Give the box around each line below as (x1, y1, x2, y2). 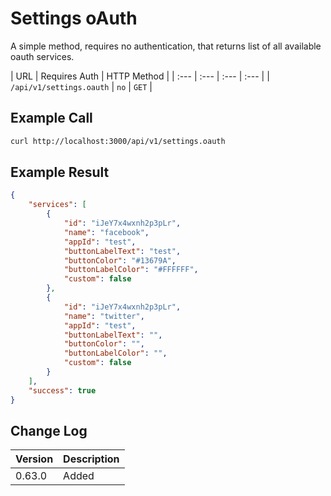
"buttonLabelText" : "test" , (63, 246, 182, 256)
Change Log (10, 422, 88, 439)
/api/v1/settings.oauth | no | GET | (10, 80, 153, 92)
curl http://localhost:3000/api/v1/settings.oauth (10, 136, 226, 146)
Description (63, 452, 120, 466)
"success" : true (28, 385, 97, 396)
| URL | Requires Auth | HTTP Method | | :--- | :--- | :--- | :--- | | (10, 70, 270, 82)
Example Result (10, 164, 110, 181)
